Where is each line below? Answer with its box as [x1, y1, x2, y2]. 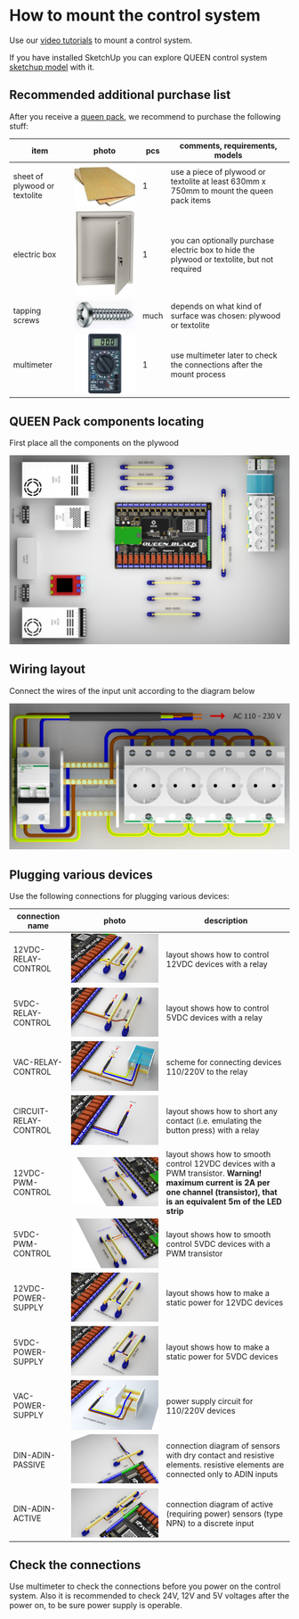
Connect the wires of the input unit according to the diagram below [9, 685, 255, 696]
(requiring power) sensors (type [166, 1508, 283, 1519]
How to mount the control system [9, 5, 261, 26]
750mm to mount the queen [170, 185, 274, 196]
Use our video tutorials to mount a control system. [9, 35, 193, 45]
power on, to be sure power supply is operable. [9, 1600, 182, 1611]
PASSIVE [12, 1459, 46, 1470]
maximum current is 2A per [166, 1177, 271, 1187]
